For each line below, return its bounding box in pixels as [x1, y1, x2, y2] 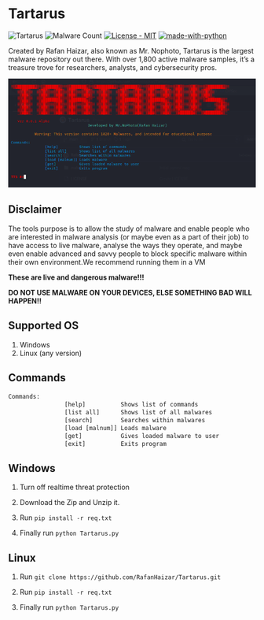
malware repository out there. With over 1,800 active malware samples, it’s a [8, 54, 255, 64]
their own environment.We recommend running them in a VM [8, 257, 206, 266]
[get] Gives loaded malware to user [64, 433, 220, 440]
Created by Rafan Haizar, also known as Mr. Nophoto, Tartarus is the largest [8, 46, 254, 55]
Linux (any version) [19, 348, 82, 358]
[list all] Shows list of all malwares [64, 409, 213, 417]
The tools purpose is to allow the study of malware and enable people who [8, 224, 250, 233]
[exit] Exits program [64, 440, 167, 448]
